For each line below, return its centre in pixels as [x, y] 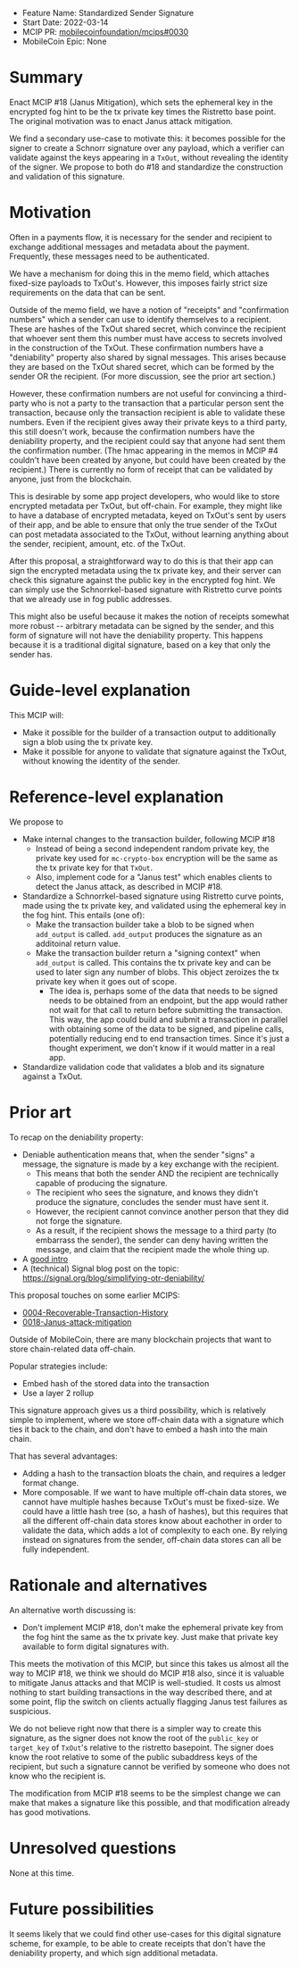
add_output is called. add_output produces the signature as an [149, 933]
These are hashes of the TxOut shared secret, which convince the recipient [148, 329]
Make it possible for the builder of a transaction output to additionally [149, 732]
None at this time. [42, 1873]
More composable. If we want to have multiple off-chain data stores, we [154, 1492]
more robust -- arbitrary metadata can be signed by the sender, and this [142, 625]
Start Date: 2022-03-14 [65, 22]
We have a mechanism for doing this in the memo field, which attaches [139, 273]
